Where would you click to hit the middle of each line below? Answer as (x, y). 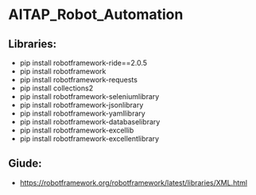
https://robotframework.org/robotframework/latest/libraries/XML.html (134, 182)
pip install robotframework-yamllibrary (82, 113)
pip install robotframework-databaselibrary (90, 122)
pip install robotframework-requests (78, 80)
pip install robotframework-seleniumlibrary (89, 96)
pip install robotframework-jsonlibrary (81, 105)
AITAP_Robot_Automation (96, 15)
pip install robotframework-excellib (77, 130)
